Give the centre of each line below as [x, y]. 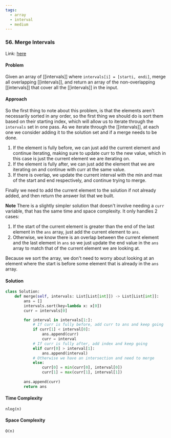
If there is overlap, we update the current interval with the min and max [88, 175]
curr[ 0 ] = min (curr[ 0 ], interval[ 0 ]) [82, 368]
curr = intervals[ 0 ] [46, 310]
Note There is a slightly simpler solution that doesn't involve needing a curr [85, 205]
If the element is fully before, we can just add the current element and [86, 148]
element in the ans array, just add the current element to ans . [76, 232]
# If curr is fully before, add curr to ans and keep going [98, 325]
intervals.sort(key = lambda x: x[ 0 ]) [63, 306]
